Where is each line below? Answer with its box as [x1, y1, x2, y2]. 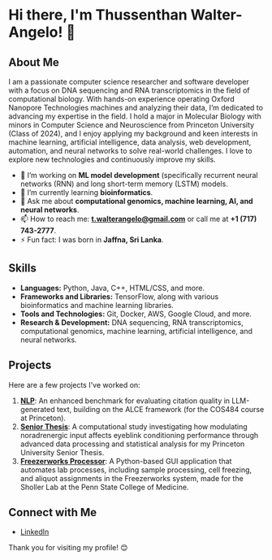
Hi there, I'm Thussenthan [8, 6, 188, 24]
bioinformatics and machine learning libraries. [19, 300, 175, 310]
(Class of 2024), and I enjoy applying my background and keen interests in [8, 128, 258, 138]
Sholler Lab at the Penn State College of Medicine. [19, 482, 189, 492]
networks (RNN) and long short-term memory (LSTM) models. [19, 179, 229, 189]
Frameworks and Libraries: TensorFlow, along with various [19, 291, 219, 302]
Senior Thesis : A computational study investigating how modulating [19, 421, 248, 432]
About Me [8, 55, 59, 69]
